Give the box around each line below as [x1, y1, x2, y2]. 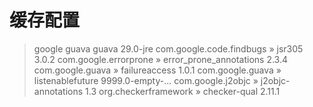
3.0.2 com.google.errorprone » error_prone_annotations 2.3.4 [33, 53, 288, 65]
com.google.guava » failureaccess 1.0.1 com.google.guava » [33, 64, 282, 76]
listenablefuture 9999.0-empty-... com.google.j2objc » [33, 74, 259, 86]
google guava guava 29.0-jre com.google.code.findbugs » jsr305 [33, 42, 304, 55]
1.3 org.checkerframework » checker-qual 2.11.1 [85, 85, 281, 97]
